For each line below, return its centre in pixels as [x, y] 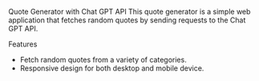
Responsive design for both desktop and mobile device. [112, 68]
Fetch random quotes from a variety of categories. [103, 60]
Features [23, 44]
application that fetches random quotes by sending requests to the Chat [127, 20]
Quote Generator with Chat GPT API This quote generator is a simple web [129, 12]
